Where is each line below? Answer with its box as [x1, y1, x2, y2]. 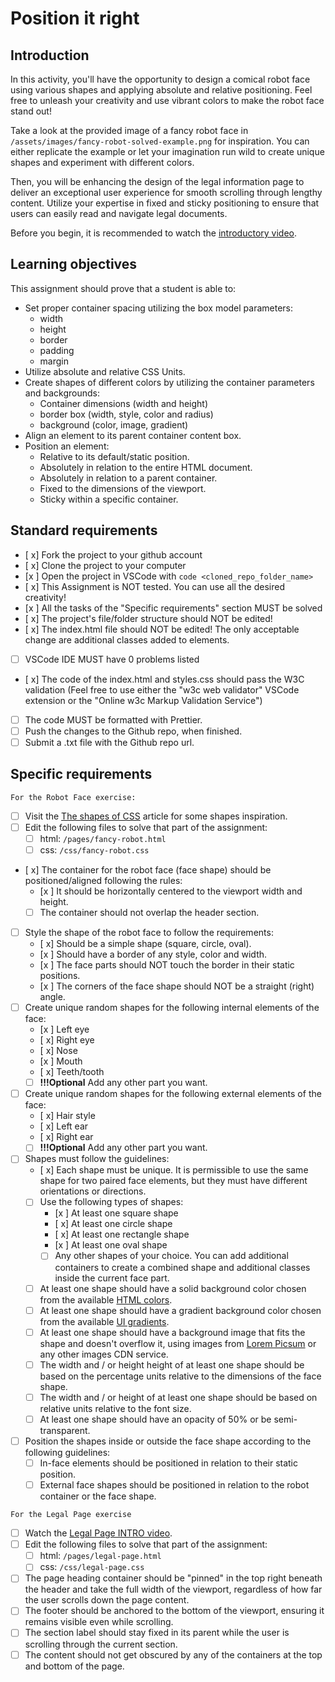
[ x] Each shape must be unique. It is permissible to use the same [39, 1164, 309, 1176]
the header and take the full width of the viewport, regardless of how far [24, 1583, 323, 1596]
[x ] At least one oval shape [54, 1239, 168, 1251]
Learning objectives [10, 256, 138, 273]
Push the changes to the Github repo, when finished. [24, 725, 243, 737]
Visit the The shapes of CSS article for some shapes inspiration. [24, 810, 288, 822]
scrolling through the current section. [24, 1638, 178, 1650]
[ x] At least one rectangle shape [54, 1228, 190, 1241]
